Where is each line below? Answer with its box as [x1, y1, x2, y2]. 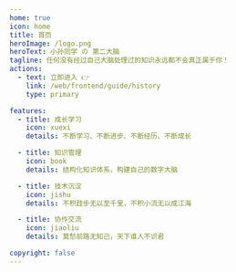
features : [9, 106, 47, 115]
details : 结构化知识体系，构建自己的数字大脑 [26, 165, 179, 174]
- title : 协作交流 [17, 215, 82, 225]
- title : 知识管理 [17, 148, 82, 158]
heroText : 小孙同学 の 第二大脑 [9, 47, 120, 57]
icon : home [9, 22, 51, 31]
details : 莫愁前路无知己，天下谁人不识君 [26, 232, 165, 242]
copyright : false [9, 248, 76, 257]
